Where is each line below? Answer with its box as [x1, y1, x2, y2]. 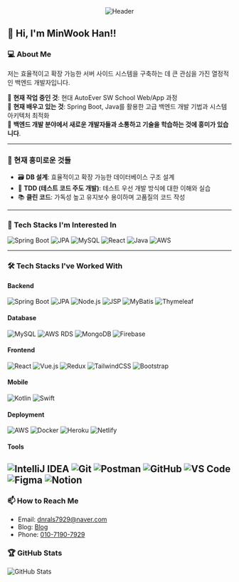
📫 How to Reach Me [7, 496, 79, 506]
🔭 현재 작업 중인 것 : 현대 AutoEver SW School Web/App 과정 [7, 93, 178, 102]
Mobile [7, 378, 28, 387]
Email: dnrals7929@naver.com [17, 515, 107, 524]
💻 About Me [7, 49, 52, 59]
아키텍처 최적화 [7, 111, 50, 120]
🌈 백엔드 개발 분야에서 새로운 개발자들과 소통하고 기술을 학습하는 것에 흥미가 [7, 120, 216, 128]
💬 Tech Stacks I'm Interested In [7, 220, 117, 230]
